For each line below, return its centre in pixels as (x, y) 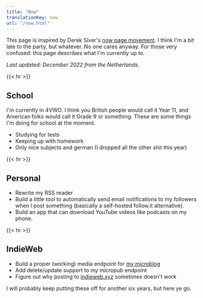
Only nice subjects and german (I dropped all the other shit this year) (101, 147)
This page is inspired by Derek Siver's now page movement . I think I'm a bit (100, 40)
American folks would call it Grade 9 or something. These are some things (99, 117)
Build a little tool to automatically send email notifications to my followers (106, 199)
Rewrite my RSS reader (44, 193)
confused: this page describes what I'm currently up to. (76, 53)
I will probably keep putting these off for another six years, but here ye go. (99, 288)
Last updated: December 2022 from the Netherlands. (73, 65)
